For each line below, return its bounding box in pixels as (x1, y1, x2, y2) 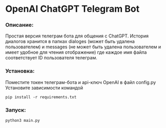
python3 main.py (5, 118, 40, 123)
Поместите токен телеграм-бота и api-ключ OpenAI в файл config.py (5, 79, 156, 85)
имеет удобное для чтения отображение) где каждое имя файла (5, 49, 147, 55)
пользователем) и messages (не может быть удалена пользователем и (5, 44, 161, 50)
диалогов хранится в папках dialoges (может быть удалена (5, 38, 135, 45)
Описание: (5, 22, 34, 29)
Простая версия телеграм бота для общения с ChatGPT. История (5, 33, 149, 39)
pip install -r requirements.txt (5, 94, 77, 100)
